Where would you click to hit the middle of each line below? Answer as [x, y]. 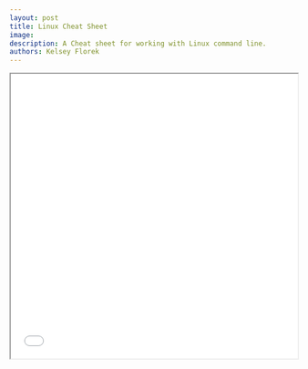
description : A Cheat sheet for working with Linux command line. [138, 43]
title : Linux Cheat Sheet [58, 26]
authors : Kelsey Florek [55, 52]
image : [22, 35]
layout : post [34, 18]
